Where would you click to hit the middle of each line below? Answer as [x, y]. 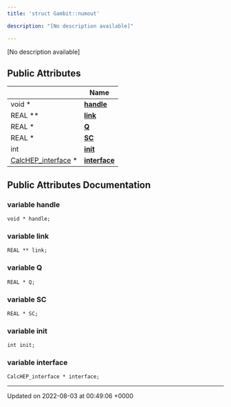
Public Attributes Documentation [79, 185]
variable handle [34, 204]
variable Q [25, 268]
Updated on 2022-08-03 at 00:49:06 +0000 [70, 396]
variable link [28, 236]
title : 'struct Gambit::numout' [53, 13]
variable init [27, 330]
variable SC [27, 299]
